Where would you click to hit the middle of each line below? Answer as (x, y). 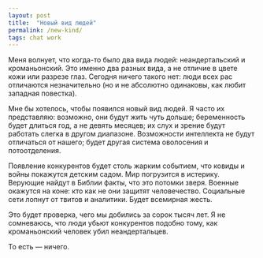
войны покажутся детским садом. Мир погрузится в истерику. (114, 174)
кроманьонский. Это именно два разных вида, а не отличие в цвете (123, 69)
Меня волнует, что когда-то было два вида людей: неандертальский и (127, 60)
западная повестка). (43, 93)
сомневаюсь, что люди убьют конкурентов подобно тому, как (113, 223)
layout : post (30, 15)
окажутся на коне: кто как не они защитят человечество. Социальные (127, 191)
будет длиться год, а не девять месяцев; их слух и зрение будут (117, 125)
